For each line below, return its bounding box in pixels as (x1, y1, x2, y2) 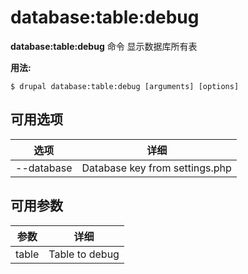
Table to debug (48, 247, 120, 261)
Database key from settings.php (81, 161, 232, 175)
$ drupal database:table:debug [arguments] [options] (10, 81, 240, 91)
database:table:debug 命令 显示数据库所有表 (10, 40, 198, 52)
